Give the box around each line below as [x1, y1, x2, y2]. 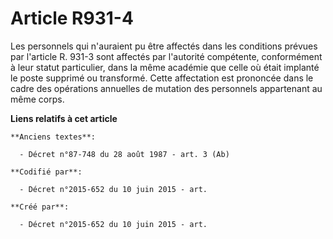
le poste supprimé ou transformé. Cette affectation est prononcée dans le [10, 72, 314, 84]
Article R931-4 [10, 7, 134, 30]
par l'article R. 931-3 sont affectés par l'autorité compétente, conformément [10, 50, 323, 62]
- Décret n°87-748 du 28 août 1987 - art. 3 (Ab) [19, 149, 230, 159]
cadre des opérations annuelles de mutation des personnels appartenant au [10, 82, 323, 94]
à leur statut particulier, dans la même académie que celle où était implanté [10, 61, 320, 73]
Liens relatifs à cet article [10, 112, 118, 124]
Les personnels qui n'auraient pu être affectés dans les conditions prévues [10, 40, 318, 52]
